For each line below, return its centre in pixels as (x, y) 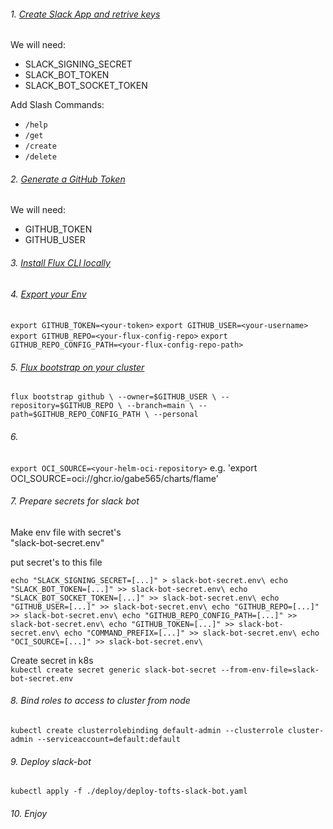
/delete (40, 157)
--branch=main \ (160, 406)
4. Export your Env (48, 294)
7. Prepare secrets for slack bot (75, 501)
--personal (176, 415)
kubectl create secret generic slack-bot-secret (113, 670)
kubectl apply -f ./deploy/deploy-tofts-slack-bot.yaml (129, 791)
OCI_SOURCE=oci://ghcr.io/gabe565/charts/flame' (114, 478)
